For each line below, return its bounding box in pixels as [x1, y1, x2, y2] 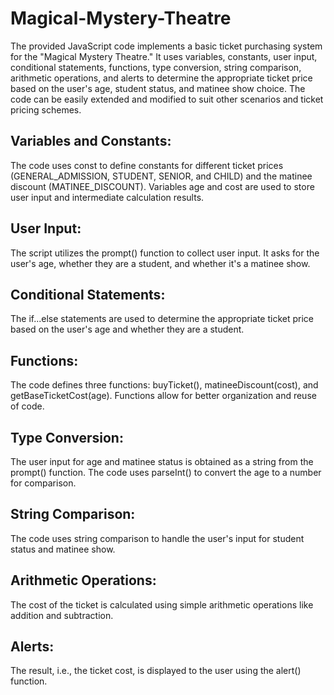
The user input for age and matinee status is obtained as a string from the [10, 456, 314, 467]
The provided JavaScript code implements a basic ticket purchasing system [10, 40, 323, 52]
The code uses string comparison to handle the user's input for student [10, 532, 305, 544]
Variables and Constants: [10, 133, 172, 150]
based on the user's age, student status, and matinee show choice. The [10, 82, 306, 94]
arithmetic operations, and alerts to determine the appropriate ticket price [10, 72, 313, 84]
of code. [10, 400, 45, 412]
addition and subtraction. [10, 609, 114, 621]
